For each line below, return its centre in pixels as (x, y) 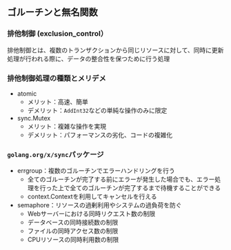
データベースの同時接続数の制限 (73, 222)
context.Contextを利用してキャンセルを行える (92, 197)
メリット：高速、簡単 (58, 101)
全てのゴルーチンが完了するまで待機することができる (145, 188)
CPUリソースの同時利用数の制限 (73, 240)
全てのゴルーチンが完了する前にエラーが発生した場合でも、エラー (121, 179)
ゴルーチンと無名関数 (52, 12)
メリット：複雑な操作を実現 (67, 126)
